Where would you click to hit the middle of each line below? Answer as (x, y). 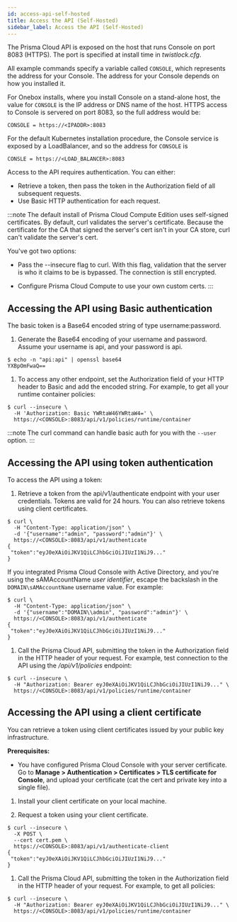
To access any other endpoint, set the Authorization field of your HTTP (121, 379)
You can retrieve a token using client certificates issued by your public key (116, 729)
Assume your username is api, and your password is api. (100, 347)
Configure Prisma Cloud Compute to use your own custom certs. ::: (115, 286)
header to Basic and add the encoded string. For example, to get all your (123, 387)
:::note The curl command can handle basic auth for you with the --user (112, 433)
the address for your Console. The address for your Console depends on (113, 76)
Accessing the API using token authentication (110, 463)
